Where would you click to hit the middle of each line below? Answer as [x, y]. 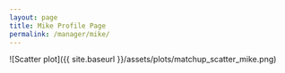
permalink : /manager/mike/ [60, 34]
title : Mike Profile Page [57, 26]
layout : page [34, 17]
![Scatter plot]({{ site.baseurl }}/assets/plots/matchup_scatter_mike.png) [143, 60]
